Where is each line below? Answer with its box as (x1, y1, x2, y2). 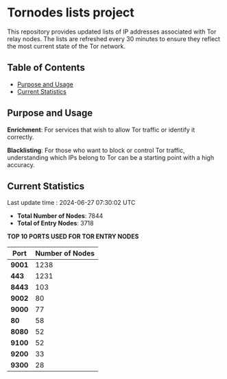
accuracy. (7, 160, 36, 169)
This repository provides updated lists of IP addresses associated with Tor (7, 27, 217, 36)
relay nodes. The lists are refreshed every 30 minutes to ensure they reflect (7, 34, 221, 42)
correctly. (7, 132, 34, 141)
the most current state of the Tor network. (7, 42, 126, 50)
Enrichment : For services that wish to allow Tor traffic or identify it (7, 125, 195, 134)
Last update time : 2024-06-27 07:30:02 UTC (7, 199, 136, 207)
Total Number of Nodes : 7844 (16, 212, 104, 220)
